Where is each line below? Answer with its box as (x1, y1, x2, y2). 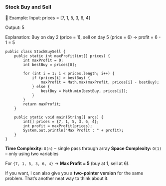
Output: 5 (5, 24, 25, 30)
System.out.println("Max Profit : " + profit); (23, 128, 124, 133)
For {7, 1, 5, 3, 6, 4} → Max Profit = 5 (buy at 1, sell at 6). (5, 160, 130, 166)
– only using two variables (5, 151, 59, 157)
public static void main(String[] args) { (14, 115, 104, 120)
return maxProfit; (23, 101, 61, 107)
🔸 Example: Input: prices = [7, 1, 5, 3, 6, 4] (5, 15, 91, 21)
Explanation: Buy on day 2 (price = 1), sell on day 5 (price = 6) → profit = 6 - (5, 34, 161, 40)
